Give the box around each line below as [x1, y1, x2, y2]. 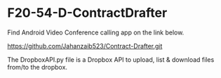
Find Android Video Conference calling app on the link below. [7, 28, 185, 37]
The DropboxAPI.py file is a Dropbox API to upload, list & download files [7, 55, 215, 64]
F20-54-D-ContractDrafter [7, 5, 168, 21]
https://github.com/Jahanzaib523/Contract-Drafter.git [7, 41, 163, 50]
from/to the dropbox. [7, 63, 68, 71]
